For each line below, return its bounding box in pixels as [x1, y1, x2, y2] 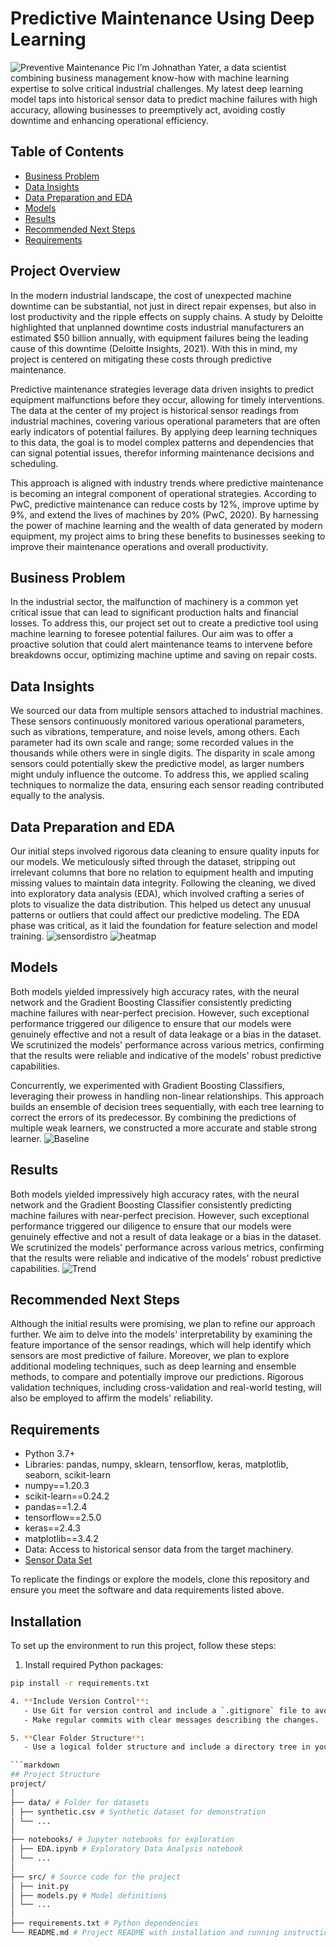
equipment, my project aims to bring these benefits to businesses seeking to [10, 530, 326, 542]
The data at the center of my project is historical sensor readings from [10, 404, 300, 416]
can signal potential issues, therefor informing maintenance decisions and [10, 447, 315, 459]
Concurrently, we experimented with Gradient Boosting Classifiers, [10, 1079, 285, 1091]
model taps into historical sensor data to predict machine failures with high [10, 93, 318, 105]
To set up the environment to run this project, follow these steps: [10, 1640, 277, 1652]
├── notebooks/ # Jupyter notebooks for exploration [10, 1835, 235, 1845]
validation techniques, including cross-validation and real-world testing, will [10, 1382, 322, 1394]
